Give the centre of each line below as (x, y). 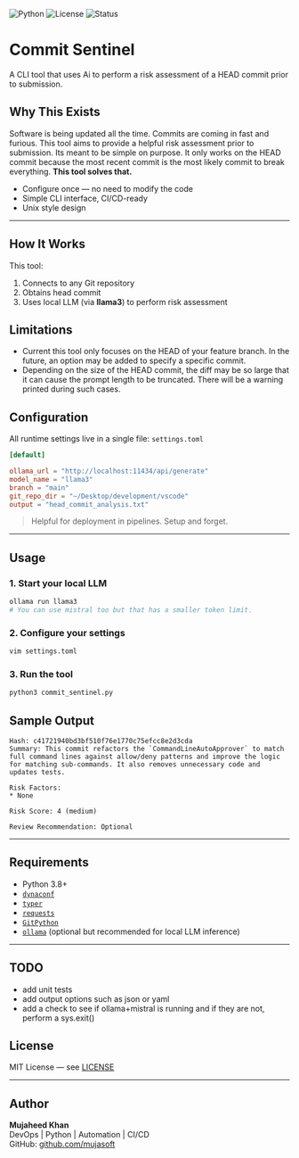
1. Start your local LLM (58, 583)
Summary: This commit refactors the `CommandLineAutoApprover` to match (147, 749)
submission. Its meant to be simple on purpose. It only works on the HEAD (145, 153)
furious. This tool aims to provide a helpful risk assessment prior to (132, 143)
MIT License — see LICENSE (62, 1067)
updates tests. (37, 773)
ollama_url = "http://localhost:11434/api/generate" (109, 471)
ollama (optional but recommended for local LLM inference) (131, 931)
